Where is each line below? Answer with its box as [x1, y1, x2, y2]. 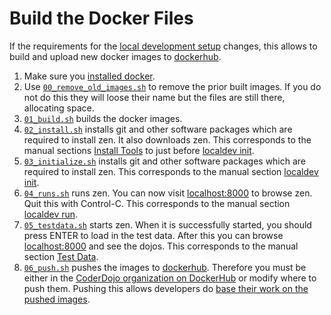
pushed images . [23, 293, 91, 305]
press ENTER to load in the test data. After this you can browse [23, 229, 284, 241]
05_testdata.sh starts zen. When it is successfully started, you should [23, 218, 312, 231]
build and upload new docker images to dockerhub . [9, 50, 222, 62]
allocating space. [23, 102, 95, 114]
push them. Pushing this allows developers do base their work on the [23, 282, 309, 294]
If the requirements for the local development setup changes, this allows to [9, 40, 318, 52]
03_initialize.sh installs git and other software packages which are [23, 155, 307, 167]
